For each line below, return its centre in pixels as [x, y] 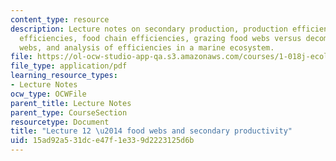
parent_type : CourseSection [69, 112]
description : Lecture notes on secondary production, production [149, 29]
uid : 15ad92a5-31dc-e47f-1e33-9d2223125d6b [102, 141]
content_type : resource [60, 19]
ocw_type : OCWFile [48, 94]
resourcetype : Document [60, 122]
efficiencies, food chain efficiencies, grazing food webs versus [160, 38]
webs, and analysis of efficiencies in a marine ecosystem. [147, 47]
